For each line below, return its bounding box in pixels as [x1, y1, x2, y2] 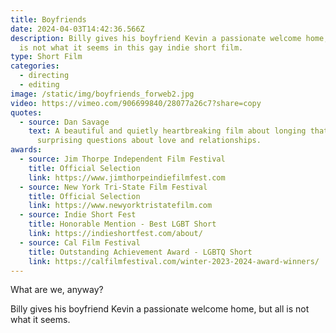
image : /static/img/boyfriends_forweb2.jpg [10, 89, 195, 99]
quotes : [10, 107, 43, 118]
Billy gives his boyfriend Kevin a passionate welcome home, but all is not [10, 303, 310, 315]
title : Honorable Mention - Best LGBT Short [28, 219, 217, 230]
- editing [19, 80, 60, 90]
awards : [10, 145, 43, 155]
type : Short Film [10, 52, 83, 62]
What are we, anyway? [10, 284, 104, 296]
